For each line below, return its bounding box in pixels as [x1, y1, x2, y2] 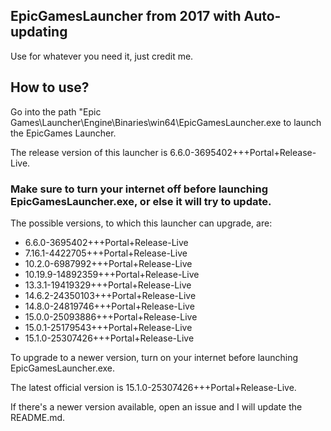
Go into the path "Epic [10, 105, 102, 118]
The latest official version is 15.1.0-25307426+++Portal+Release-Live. [10, 381, 297, 393]
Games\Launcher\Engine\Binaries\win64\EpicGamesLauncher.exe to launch [10, 116, 322, 128]
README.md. [10, 411, 66, 423]
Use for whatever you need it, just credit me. [10, 50, 194, 62]
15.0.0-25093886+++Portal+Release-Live [24, 310, 198, 323]
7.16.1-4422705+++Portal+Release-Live [24, 247, 188, 259]
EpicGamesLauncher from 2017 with [10, 8, 242, 25]
